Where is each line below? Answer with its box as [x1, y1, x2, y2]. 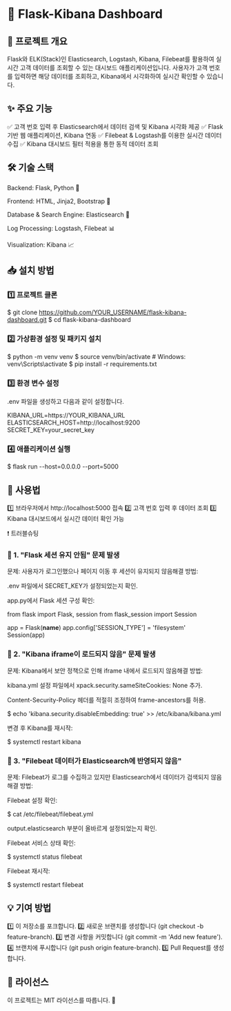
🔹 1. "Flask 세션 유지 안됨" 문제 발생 [7, 550, 120, 560]
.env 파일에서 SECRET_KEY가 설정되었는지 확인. [7, 582, 138, 590]
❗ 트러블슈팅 [7, 529, 39, 538]
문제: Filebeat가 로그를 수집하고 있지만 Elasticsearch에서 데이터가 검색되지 [7, 773, 210, 781]
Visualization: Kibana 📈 [7, 241, 74, 249]
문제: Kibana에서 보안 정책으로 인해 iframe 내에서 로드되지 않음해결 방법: [7, 666, 203, 675]
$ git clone [7, 308, 38, 316]
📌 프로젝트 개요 [7, 35, 68, 47]
